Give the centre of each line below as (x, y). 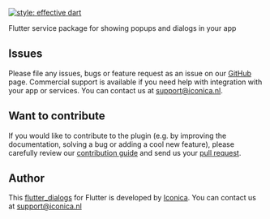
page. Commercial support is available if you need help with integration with (135, 82)
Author (26, 178)
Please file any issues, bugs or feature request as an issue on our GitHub (130, 73)
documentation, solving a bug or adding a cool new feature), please (122, 144)
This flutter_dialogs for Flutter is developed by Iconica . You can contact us (133, 198)
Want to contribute (57, 116)
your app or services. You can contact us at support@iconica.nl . (116, 90)
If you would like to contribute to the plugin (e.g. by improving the (118, 135)
